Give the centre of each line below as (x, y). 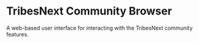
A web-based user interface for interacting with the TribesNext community (99, 28)
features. (18, 34)
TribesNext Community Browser (89, 11)
